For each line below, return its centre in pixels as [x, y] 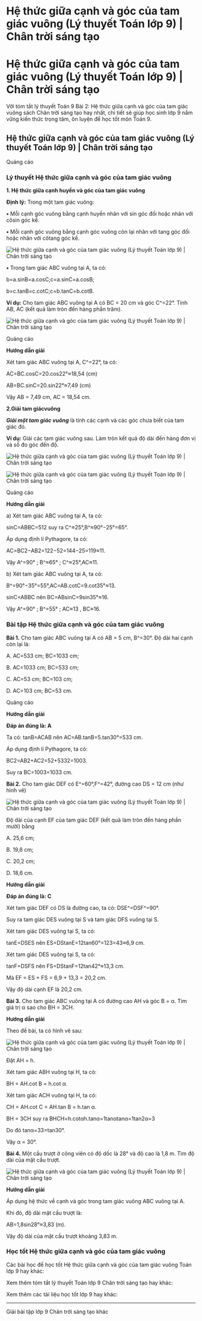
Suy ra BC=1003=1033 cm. [40, 772]
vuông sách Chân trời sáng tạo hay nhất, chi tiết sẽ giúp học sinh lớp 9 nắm [99, 113]
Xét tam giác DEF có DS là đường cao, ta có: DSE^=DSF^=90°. [83, 908]
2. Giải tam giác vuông [33, 409]
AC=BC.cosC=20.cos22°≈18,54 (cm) [52, 374]
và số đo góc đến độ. [32, 445]
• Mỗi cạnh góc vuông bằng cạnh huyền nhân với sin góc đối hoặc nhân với [100, 214]
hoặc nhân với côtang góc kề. [43, 238]
